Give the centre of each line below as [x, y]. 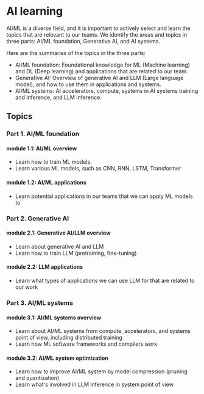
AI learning [34, 11]
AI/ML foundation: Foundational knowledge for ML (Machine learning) [102, 65]
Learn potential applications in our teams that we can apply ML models [104, 196]
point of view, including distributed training [69, 338]
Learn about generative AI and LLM [59, 246]
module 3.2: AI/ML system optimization [57, 358]
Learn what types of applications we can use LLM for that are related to [105, 280]
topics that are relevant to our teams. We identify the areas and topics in [97, 34]
